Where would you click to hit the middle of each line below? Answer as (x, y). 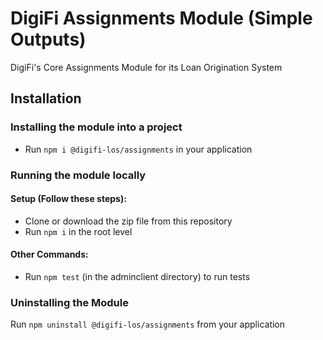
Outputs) (48, 39)
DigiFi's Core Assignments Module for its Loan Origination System (146, 67)
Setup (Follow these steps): (68, 199)
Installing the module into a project (96, 127)
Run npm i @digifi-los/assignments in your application (138, 149)
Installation (46, 98)
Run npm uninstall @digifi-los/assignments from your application (148, 324)
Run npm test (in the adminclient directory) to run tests (137, 276)
